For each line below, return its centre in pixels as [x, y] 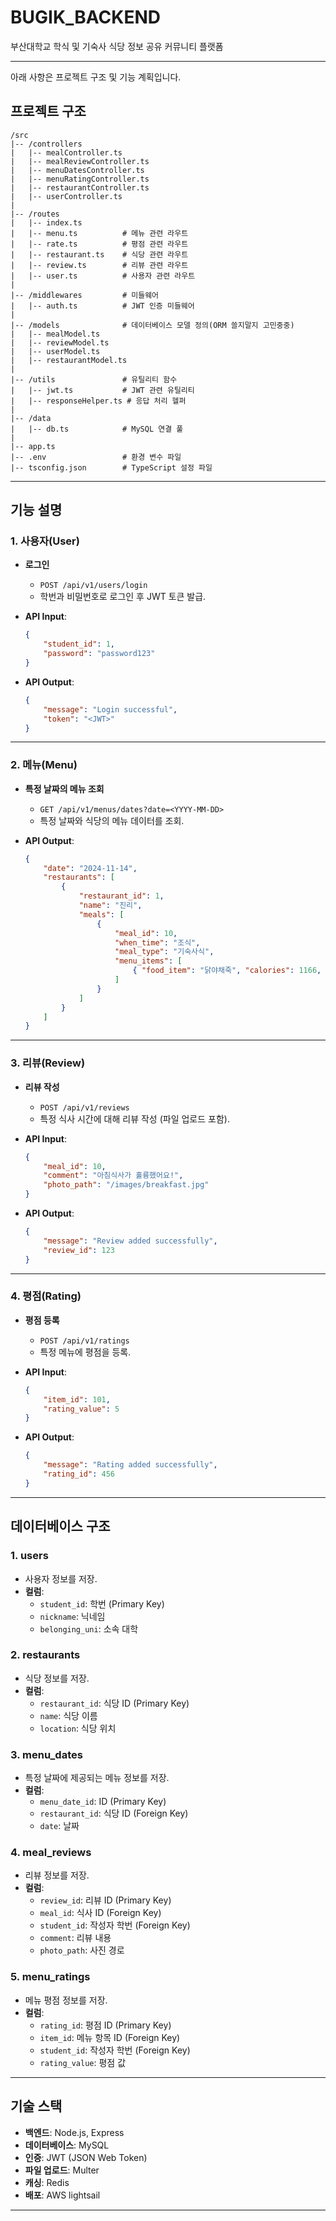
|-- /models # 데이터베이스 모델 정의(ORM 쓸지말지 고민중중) [152, 325]
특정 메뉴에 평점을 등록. [85, 1352]
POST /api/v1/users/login [93, 586]
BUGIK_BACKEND [85, 17]
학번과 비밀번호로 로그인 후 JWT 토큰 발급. [123, 597]
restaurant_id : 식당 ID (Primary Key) [114, 1703]
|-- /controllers [46, 144]
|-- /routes [35, 214]
